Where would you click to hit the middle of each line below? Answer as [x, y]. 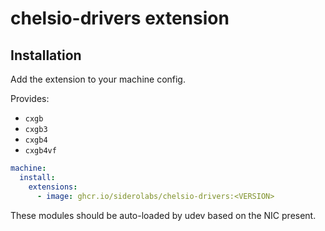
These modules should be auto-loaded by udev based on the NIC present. [163, 215]
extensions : [53, 187]
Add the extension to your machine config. [98, 79]
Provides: [30, 98]
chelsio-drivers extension [120, 18]
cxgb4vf [40, 151]
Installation [46, 55]
